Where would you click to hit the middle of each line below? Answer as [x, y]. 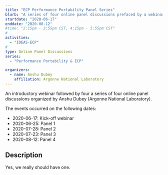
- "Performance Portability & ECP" [47, 61]
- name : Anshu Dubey [31, 75]
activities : [17, 38]
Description [24, 155]
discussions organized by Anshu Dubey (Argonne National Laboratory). [78, 98]
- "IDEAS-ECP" [24, 42]
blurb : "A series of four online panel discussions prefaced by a [76, 14]
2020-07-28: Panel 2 [34, 128]
